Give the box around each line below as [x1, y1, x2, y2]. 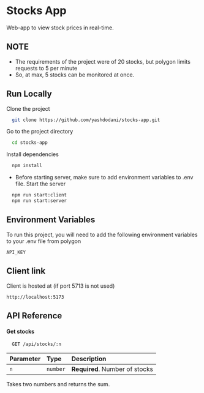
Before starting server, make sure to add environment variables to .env [15, 174, 194, 181]
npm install [12, 163, 43, 169]
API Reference [6, 310, 62, 321]
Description [71, 354, 107, 363]
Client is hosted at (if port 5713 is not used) [6, 282, 115, 290]
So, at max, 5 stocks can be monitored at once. [15, 71, 135, 78]
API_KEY [6, 249, 26, 255]
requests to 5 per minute [15, 64, 78, 72]
